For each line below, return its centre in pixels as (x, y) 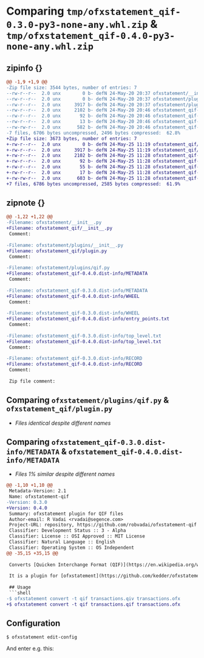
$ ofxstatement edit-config (42, 637)
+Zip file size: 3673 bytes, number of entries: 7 (72, 138)
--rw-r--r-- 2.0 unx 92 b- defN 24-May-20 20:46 (78, 116)
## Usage (20, 587)
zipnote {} (26, 203)
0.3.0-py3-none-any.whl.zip (77, 25)
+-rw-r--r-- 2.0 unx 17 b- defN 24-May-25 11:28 (78, 172)
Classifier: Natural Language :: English (62, 542)
